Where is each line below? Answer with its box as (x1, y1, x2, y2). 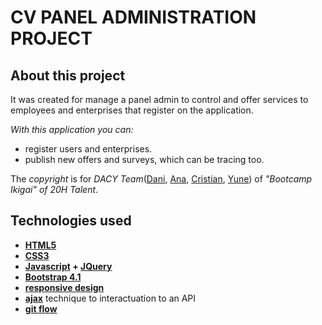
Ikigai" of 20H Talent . (10, 184, 99, 195)
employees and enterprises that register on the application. (10, 104, 254, 116)
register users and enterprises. (24, 143, 153, 155)
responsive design (24, 281, 105, 293)
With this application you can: (10, 124, 134, 135)
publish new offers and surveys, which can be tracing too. (24, 154, 265, 165)
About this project (10, 67, 126, 84)
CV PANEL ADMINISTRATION (10, 6, 257, 29)
